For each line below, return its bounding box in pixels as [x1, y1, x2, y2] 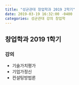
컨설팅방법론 [12, 75, 36, 81]
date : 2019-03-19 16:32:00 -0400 [5, 12, 73, 16]
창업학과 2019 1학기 [5, 35, 62, 43]
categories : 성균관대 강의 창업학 [5, 16, 65, 21]
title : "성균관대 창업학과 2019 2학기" [5, 7, 76, 12]
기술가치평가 [12, 63, 36, 69]
